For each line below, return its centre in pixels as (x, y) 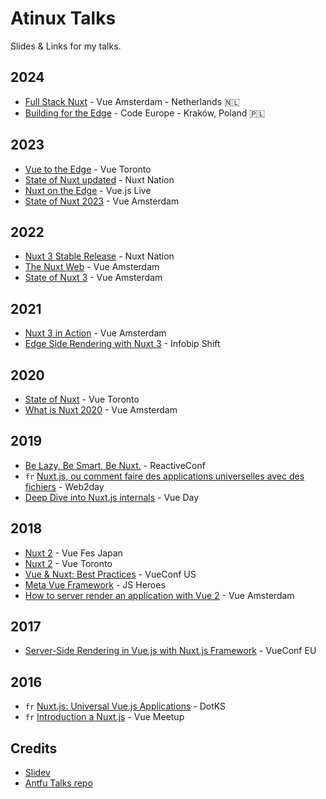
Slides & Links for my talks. (66, 46)
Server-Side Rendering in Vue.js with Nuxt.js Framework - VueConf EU (170, 651)
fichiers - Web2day (64, 486)
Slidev (37, 773)
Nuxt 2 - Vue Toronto (68, 563)
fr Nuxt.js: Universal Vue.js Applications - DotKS (125, 706)
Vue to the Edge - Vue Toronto (88, 169)
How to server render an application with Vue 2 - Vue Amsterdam (159, 595)
